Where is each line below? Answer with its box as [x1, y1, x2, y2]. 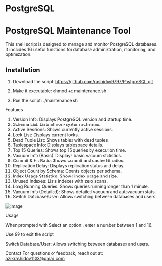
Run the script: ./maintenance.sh [12, 97, 78, 103]
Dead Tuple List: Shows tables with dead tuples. [12, 137, 109, 142]
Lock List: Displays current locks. [12, 132, 79, 138]
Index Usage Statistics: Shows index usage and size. [12, 173, 118, 179]
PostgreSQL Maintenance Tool [5, 25, 131, 36]
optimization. [5, 52, 32, 57]
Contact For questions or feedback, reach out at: [5, 250, 104, 256]
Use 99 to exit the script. [5, 231, 55, 237]
